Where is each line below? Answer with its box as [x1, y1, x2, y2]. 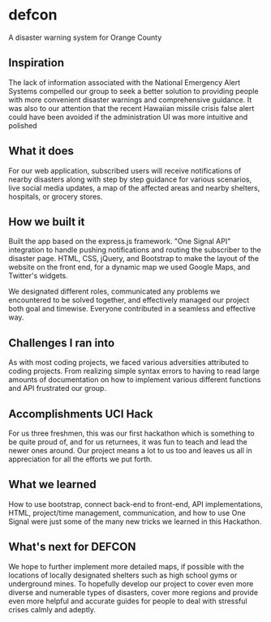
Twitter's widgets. [8, 271, 69, 281]
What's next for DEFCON [8, 540, 136, 554]
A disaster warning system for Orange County [8, 32, 162, 42]
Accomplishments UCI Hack [8, 407, 153, 421]
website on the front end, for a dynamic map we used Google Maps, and [8, 262, 251, 272]
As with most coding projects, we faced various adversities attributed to [8, 358, 249, 367]
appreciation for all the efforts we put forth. [8, 454, 153, 464]
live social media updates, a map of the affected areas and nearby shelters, [8, 182, 260, 192]
